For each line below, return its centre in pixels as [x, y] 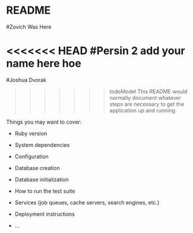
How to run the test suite [45, 191]
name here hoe [44, 64]
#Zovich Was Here [29, 27]
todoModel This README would [148, 91]
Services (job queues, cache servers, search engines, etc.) [87, 202]
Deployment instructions [45, 214]
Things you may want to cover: [44, 122]
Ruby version [31, 133]
